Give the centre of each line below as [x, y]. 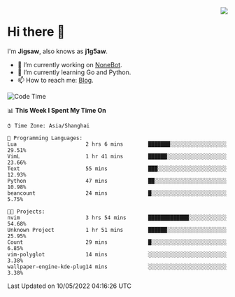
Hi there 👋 [36, 32]
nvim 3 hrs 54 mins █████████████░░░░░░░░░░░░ [117, 217]
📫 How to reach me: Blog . [55, 80]
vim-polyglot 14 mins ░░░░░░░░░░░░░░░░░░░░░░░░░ [117, 254]
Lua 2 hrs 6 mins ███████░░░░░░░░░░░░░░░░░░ [117, 144]
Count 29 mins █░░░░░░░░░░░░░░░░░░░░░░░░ [117, 242]
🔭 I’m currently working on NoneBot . [70, 64]
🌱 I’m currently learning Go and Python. [74, 72]
